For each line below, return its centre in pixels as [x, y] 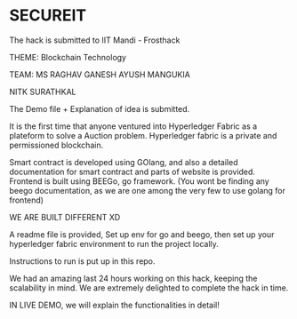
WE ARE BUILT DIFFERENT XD [65, 217]
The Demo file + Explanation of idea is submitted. [100, 108]
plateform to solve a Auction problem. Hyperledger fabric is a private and [143, 135]
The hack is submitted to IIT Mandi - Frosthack [95, 40]
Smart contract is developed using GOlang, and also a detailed [124, 162]
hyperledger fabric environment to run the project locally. [114, 243]
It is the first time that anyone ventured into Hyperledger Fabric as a [133, 126]
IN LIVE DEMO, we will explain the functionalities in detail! [115, 305]
